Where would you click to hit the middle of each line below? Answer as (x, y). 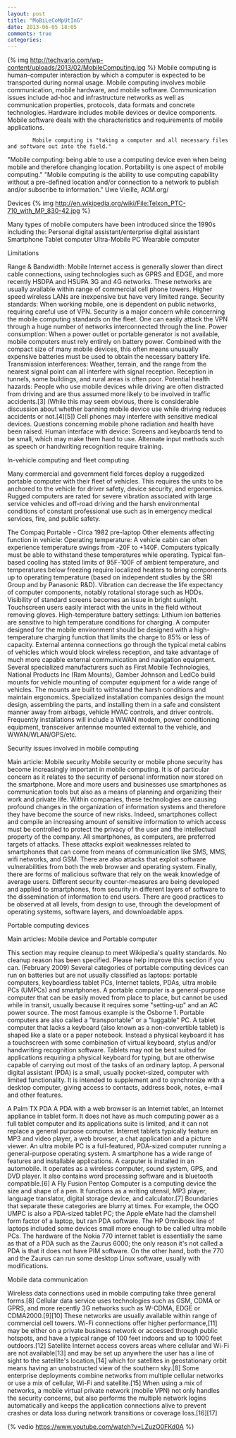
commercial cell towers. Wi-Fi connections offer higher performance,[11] (112, 1323)
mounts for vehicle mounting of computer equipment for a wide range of (112, 682)
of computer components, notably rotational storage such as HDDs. (105, 592)
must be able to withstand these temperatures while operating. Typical (110, 555)
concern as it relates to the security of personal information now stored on (115, 777)
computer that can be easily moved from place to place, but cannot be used (117, 997)
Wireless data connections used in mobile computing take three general (112, 1293)
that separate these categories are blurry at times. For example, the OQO (113, 1206)
